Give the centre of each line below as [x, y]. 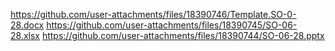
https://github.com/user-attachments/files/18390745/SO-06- [172, 25]
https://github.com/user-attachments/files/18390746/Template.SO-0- [153, 14]
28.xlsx [25, 35]
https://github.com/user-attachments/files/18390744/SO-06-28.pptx [183, 35]
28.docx [27, 25]
